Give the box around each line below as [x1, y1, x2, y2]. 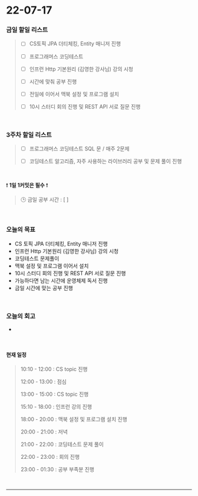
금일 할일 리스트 [6, 26, 48, 34]
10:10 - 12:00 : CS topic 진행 [20, 366, 88, 373]
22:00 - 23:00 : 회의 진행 [20, 454, 80, 461]
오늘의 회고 [6, 312, 36, 320]
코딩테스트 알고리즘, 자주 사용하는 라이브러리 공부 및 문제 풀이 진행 [29, 157, 182, 165]
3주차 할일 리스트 [6, 130, 52, 139]
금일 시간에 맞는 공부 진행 [14, 284, 74, 291]
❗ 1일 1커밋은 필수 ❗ [6, 182, 48, 189]
